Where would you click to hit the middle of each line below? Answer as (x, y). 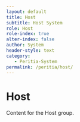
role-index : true (28, 34)
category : (19, 56)
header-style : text (30, 51)
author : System (25, 45)
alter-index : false (30, 39)
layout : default (26, 12)
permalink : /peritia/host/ (40, 67)
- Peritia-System (36, 61)
